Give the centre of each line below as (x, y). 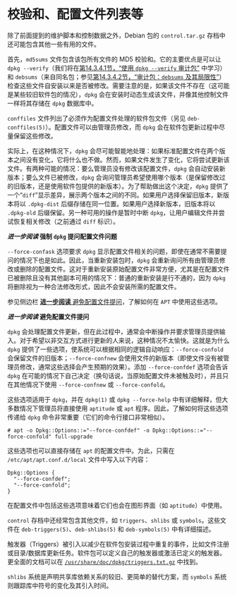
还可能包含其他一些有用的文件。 (54, 44)
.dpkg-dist (43, 204)
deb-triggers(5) (45, 530)
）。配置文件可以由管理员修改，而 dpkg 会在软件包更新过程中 (132, 127)
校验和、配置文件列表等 (75, 14)
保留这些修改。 (35, 135)
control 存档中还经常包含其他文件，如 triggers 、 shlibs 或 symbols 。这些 (114, 520)
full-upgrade (74, 437)
